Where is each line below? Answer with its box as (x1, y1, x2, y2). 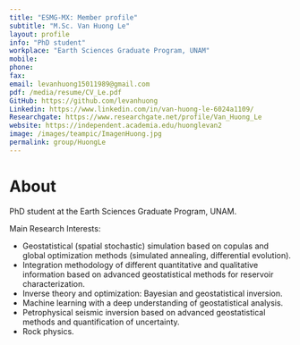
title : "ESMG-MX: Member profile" (9, 13, 139, 22)
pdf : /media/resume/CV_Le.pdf (9, 88, 123, 97)
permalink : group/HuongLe (9, 138, 106, 147)
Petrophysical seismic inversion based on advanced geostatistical (21, 307, 266, 317)
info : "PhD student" (9, 38, 87, 47)
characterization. (21, 278, 85, 289)
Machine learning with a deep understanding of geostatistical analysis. (21, 297, 284, 308)
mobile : (9, 55, 39, 63)
